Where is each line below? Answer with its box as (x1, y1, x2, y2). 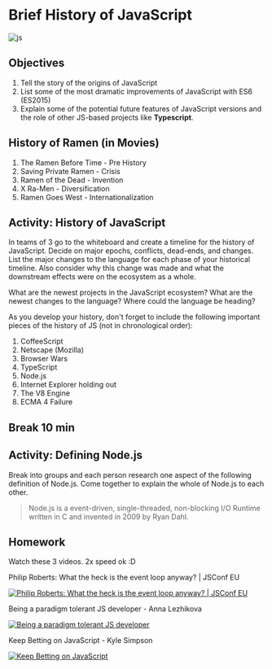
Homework (8, 535, 66, 549)
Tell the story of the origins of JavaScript (20, 77, 158, 87)
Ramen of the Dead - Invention (20, 175, 124, 185)
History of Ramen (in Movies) (8, 136, 160, 150)
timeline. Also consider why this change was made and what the (8, 263, 224, 273)
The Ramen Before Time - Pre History (20, 157, 147, 168)
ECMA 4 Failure (20, 397, 73, 407)
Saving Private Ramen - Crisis (20, 166, 121, 176)
